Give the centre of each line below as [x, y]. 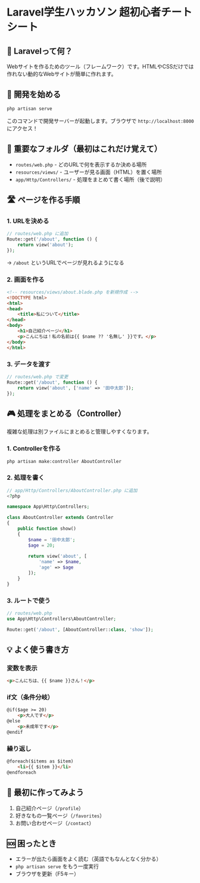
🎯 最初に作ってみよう [45, 793]
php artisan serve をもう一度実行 [57, 866]
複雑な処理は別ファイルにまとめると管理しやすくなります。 [79, 432]
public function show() [47, 529]
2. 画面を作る [26, 279]
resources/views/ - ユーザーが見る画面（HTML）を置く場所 [89, 172]
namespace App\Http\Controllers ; [48, 507]
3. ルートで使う [29, 600]
